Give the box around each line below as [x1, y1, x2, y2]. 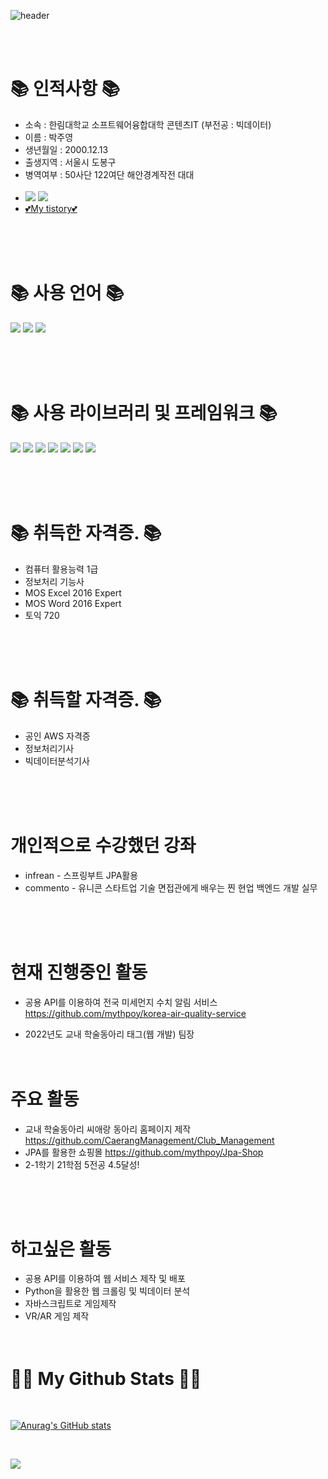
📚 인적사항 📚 [10, 78, 121, 100]
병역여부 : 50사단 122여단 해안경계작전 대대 [24, 168, 195, 180]
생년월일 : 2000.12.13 [24, 143, 109, 155]
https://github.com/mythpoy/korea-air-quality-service [24, 1007, 247, 1019]
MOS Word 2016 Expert [24, 597, 122, 609]
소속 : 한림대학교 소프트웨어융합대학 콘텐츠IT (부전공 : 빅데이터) [24, 118, 272, 130]
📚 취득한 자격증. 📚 [10, 522, 162, 544]
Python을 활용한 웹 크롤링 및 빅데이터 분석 [24, 1285, 191, 1297]
